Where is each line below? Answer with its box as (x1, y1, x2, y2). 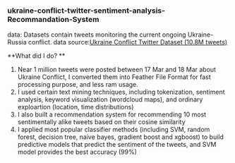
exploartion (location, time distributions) (17, 103, 134, 111)
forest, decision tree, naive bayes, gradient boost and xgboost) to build (17, 133, 224, 141)
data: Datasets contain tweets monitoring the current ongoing (7, 30, 186, 39)
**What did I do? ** (7, 52, 66, 60)
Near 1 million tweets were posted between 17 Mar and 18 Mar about (17, 66, 217, 74)
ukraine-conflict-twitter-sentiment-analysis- (7, 6, 166, 16)
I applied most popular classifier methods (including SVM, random (17, 126, 210, 134)
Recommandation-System (7, 14, 100, 24)
